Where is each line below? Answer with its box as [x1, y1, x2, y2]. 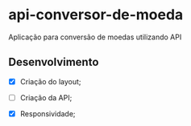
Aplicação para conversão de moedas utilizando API [8, 32, 182, 42]
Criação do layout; [19, 76, 82, 86]
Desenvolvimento [8, 55, 99, 69]
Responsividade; [19, 108, 76, 118]
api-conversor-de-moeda [8, 6, 184, 24]
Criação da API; [19, 92, 73, 102]
